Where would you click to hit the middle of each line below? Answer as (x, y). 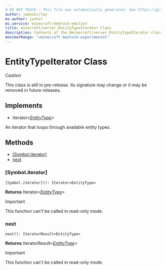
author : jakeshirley (26, 14)
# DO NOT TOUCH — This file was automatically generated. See (70, 10)
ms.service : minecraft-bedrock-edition (46, 23)
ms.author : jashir (24, 19)
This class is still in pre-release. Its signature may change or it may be (76, 85)
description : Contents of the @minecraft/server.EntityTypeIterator (77, 33)
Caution (13, 75)
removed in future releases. (33, 90)
